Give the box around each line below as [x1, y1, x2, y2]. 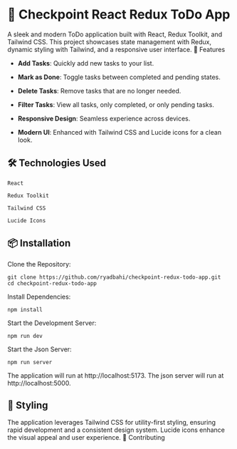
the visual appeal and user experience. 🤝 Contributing [7, 433, 165, 442]
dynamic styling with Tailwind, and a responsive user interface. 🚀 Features [7, 45, 226, 53]
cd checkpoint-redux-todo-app [7, 279, 98, 287]
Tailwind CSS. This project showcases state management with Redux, [7, 37, 212, 46]
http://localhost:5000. [7, 378, 71, 387]
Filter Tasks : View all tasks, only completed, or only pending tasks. [17, 100, 215, 109]
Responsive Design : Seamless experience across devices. [17, 114, 191, 123]
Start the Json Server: [7, 345, 73, 353]
